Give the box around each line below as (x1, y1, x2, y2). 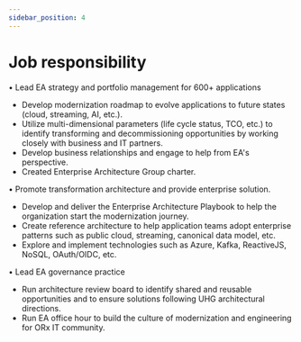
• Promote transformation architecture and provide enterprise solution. (8, 184, 271, 194)
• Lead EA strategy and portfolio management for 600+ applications (8, 82, 262, 93)
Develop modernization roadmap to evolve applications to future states (21, 99, 286, 110)
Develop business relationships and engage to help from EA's (21, 147, 250, 157)
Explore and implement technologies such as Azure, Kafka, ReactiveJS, (21, 239, 287, 250)
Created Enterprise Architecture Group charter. (21, 166, 196, 176)
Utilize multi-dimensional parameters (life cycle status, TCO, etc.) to (21, 118, 273, 129)
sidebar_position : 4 (8, 13, 87, 22)
